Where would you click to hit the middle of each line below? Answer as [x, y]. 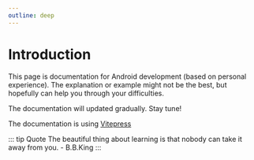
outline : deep [32, 15]
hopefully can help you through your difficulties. [86, 93]
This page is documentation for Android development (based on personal [127, 76]
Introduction [50, 54]
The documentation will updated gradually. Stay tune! [95, 108]
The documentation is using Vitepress [70, 124]
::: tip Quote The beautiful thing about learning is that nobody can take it [125, 139]
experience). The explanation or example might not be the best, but [118, 84]
